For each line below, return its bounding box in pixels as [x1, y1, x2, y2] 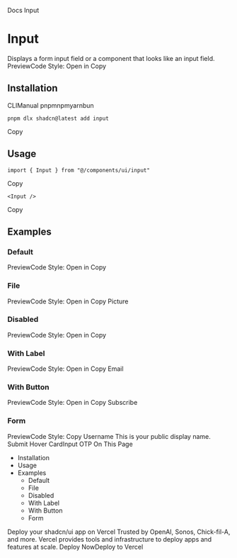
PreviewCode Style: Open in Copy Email [7, 364, 124, 373]
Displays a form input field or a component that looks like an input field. [7, 54, 215, 62]
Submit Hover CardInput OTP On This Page [7, 440, 133, 448]
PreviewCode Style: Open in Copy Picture [7, 297, 129, 306]
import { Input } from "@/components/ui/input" [7, 167, 151, 174]
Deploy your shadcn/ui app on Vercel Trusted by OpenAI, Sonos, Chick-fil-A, [7, 528, 231, 536]
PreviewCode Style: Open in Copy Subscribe [7, 398, 138, 407]
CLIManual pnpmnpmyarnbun [7, 101, 94, 109]
